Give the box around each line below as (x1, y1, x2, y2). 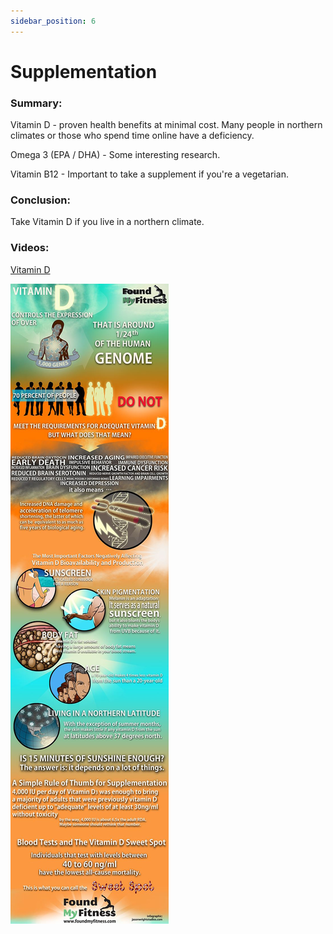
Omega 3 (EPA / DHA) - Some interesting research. (10, 149, 221, 161)
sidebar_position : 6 (10, 16, 97, 26)
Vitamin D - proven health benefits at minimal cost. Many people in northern (10, 119, 323, 131)
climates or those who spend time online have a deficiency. (10, 130, 255, 142)
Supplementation (10, 60, 158, 83)
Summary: (10, 96, 63, 110)
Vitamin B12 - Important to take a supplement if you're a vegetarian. (10, 168, 289, 180)
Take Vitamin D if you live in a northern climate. (10, 216, 205, 228)
